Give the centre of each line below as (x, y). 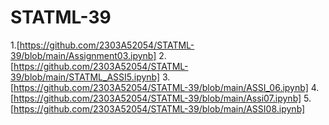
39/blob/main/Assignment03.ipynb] (83, 55)
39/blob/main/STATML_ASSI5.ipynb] (85, 77)
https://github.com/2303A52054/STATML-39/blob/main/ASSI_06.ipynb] (161, 87)
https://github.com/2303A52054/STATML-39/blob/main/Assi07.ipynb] (157, 98)
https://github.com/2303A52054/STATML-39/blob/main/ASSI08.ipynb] (159, 108)
